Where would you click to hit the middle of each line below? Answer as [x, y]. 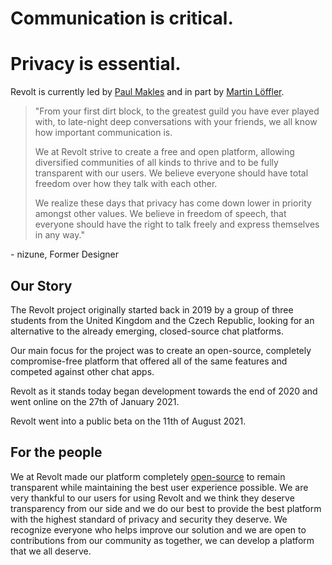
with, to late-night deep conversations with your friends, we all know [176, 122]
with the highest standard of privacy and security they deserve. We [149, 519]
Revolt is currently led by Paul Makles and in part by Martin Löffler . [147, 92]
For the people [56, 452]
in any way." [59, 235]
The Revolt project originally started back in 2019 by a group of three [152, 309]
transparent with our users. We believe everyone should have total [171, 173]
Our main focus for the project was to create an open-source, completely [161, 350]
